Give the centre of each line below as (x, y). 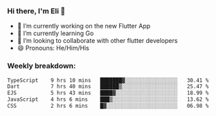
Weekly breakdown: (42, 66)
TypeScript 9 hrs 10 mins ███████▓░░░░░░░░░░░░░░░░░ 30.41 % (108, 80)
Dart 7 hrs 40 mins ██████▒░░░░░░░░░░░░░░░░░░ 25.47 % (108, 87)
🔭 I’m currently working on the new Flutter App (84, 26)
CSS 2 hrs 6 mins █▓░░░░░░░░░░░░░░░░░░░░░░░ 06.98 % (108, 106)
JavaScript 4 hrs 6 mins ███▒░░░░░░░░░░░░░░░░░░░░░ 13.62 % (108, 99)
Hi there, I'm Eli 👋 (36, 11)
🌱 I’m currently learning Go (55, 33)
